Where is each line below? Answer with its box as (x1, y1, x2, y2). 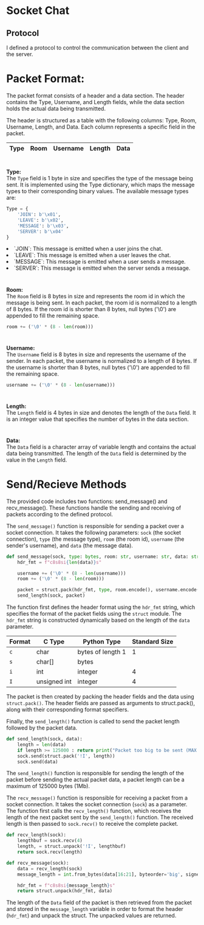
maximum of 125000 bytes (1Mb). (6, 783, 90, 790)
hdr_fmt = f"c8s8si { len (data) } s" (17, 559, 102, 565)
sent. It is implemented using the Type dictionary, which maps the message (6, 181, 195, 189)
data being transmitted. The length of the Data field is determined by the (6, 449, 187, 457)
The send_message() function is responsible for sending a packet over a (6, 522, 184, 530)
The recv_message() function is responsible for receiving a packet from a (6, 794, 188, 801)
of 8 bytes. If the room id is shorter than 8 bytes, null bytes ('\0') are (6, 305, 177, 312)
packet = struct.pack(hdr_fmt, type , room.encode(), (17, 587, 154, 593)
